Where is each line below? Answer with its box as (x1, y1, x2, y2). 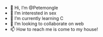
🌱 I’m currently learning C (10, 15, 64, 21)
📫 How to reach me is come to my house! (10, 26, 98, 32)
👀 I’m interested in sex (10, 10, 57, 16)
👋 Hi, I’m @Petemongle (10, 5, 58, 10)
